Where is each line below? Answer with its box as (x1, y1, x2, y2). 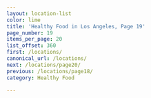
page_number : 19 (6, 29, 53, 37)
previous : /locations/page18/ (6, 68, 94, 75)
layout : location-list (6, 10, 72, 17)
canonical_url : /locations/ (6, 55, 88, 62)
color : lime (6, 17, 41, 23)
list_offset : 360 (6, 42, 57, 49)
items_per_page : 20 (6, 36, 63, 43)
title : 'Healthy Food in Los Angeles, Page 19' (6, 23, 146, 30)
